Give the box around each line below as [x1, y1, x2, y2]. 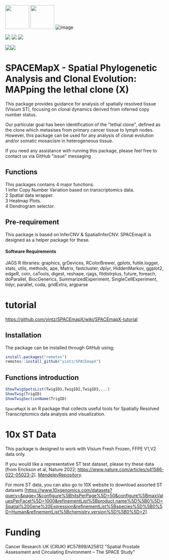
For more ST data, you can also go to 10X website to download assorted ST [5, 481, 162, 488]
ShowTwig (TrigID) [5, 391, 42, 396]
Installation [5, 331, 42, 340]
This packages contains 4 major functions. [5, 181, 95, 187]
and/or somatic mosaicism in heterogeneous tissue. [5, 138, 113, 144]
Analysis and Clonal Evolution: [5, 73, 137, 85]
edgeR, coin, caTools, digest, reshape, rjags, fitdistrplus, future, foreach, [5, 270, 156, 276]
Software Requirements [5, 248, 57, 254]
